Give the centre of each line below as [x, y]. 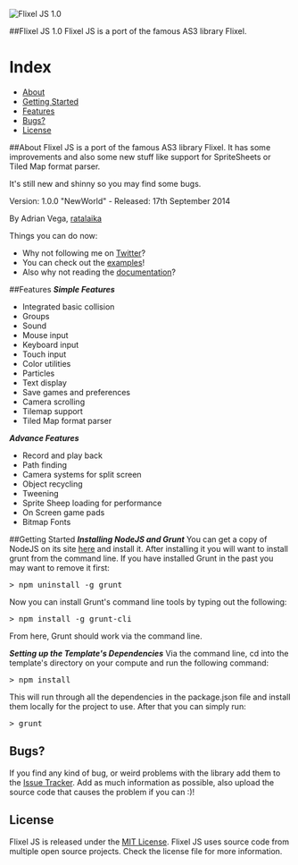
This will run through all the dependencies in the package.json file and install [150, 697]
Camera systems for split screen [82, 474]
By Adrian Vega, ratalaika [56, 218]
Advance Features [44, 437]
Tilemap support [52, 411]
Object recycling [52, 484]
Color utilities [46, 363]
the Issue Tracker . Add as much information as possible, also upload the [142, 782]
